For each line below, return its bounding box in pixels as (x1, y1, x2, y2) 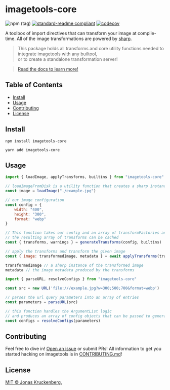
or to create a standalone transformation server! (17, 56, 118, 62)
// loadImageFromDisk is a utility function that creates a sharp (5, 184, 148, 189)
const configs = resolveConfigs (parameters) (5, 318, 101, 323)
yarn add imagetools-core (5, 147, 60, 153)
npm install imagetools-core (5, 138, 67, 144)
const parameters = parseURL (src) (5, 300, 78, 305)
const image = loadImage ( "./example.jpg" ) (5, 189, 96, 194)
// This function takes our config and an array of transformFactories (5, 230, 159, 235)
